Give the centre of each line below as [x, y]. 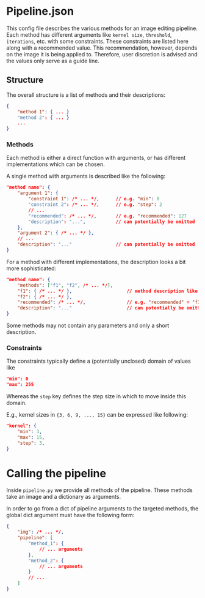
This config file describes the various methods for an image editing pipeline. [102, 28]
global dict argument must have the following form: [70, 515]
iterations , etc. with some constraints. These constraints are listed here [98, 41]
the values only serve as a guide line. [53, 61]
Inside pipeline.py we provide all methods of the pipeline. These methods [100, 490]
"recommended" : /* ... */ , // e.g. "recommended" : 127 [108, 216]
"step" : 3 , [31, 443]
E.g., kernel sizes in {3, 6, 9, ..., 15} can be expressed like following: [97, 415]
